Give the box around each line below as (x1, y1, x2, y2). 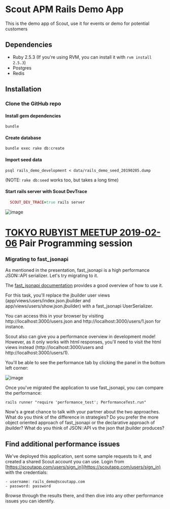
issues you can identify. (5, 498, 55, 504)
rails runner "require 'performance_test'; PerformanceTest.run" (5, 400, 146, 405)
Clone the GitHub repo (5, 100, 61, 107)
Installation (5, 85, 42, 93)
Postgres (12, 65, 32, 71)
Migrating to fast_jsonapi (5, 256, 69, 263)
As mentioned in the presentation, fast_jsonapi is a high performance (5, 267, 150, 273)
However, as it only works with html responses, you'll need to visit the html (5, 339, 161, 345)
